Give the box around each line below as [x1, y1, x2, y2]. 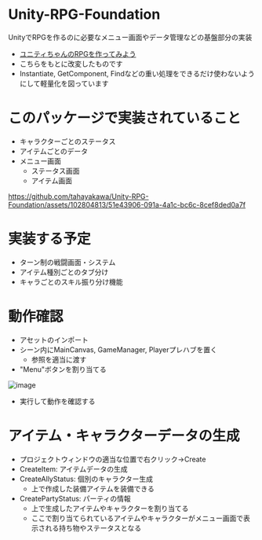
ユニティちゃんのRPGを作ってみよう [19, 49, 136, 58]
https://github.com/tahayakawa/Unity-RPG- [8, 191, 149, 201]
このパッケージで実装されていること [8, 109, 242, 127]
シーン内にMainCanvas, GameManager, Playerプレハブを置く [19, 344, 217, 354]
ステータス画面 [31, 166, 80, 175]
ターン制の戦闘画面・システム [19, 257, 116, 266]
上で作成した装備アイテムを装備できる [31, 483, 155, 493]
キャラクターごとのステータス [19, 136, 116, 146]
